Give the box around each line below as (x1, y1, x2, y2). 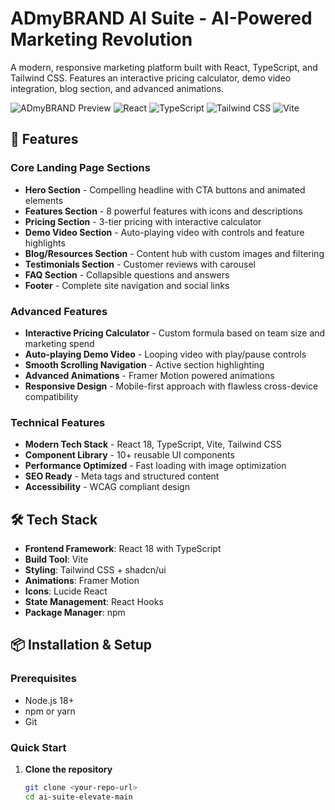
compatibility (24, 390, 79, 402)
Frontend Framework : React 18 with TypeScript (24, 543, 222, 555)
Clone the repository (24, 763, 113, 776)
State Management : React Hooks (24, 596, 164, 608)
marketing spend (24, 337, 95, 349)
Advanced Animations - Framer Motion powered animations (24, 369, 275, 381)
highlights (24, 237, 66, 249)
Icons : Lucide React (24, 585, 108, 597)
